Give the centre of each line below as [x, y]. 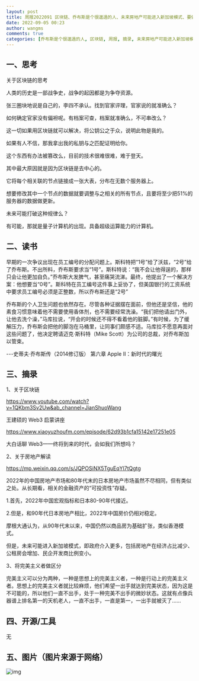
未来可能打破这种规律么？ [37, 213]
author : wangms [25, 28]
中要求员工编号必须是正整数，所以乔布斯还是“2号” [67, 292]
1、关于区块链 [23, 389]
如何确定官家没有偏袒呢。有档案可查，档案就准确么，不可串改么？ [86, 118]
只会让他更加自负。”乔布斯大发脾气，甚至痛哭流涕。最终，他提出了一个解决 [97, 277]
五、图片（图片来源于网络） [57, 657]
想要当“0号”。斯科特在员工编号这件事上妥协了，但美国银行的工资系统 [106, 284]
